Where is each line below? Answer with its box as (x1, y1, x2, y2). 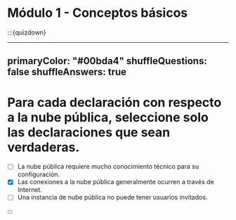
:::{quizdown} (7, 28, 47, 37)
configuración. (17, 170, 60, 179)
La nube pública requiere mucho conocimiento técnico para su (17, 162, 199, 171)
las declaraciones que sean (7, 124, 171, 140)
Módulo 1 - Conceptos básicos (7, 5, 188, 21)
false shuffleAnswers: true (7, 66, 127, 78)
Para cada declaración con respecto (7, 94, 222, 110)
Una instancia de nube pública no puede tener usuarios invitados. (17, 193, 208, 202)
